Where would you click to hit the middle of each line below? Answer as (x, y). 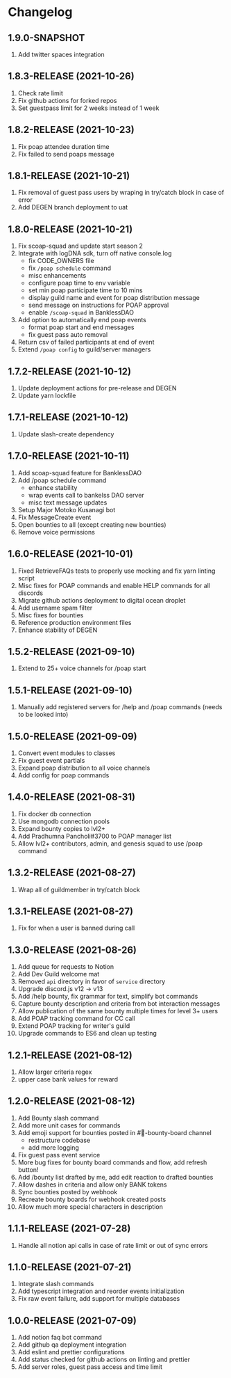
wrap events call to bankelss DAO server (86, 495)
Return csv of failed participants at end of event (86, 342)
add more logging (53, 1147)
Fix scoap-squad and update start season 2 (80, 246)
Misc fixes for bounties (51, 615)
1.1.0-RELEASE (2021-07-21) (70, 1267)
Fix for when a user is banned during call (76, 928)
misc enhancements (57, 276)
